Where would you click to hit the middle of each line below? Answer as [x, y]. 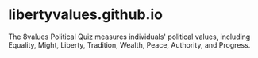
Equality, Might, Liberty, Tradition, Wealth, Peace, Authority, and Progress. [129, 44]
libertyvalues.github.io [85, 15]
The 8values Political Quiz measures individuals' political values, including [129, 37]
